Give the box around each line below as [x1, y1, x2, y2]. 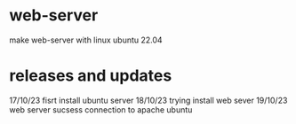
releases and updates [9, 66, 172, 86]
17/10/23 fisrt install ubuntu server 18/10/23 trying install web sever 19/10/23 [9, 95, 288, 105]
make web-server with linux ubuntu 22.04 [9, 35, 163, 45]
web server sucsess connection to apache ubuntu [9, 104, 193, 115]
